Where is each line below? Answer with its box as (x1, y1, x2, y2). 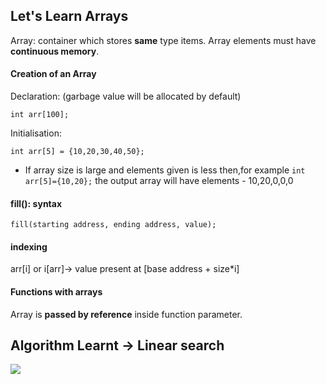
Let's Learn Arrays (10, 8, 129, 25)
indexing (10, 240, 48, 253)
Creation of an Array (10, 68, 97, 80)
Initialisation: (10, 127, 62, 139)
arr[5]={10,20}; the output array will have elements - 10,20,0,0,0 (24, 175, 294, 187)
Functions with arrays (10, 286, 103, 298)
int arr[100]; (10, 110, 70, 120)
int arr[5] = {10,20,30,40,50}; (10, 147, 145, 157)
